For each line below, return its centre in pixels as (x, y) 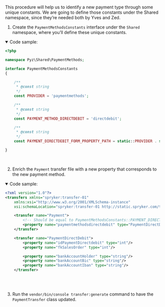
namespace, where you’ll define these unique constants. (69, 32)
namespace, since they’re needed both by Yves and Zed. (63, 17)
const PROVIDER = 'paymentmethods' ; (52, 96)
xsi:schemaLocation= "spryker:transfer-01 (57, 206)
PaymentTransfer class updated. (44, 299)
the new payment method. (39, 174)
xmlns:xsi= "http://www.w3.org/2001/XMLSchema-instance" (72, 202)
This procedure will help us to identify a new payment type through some (79, 7)
